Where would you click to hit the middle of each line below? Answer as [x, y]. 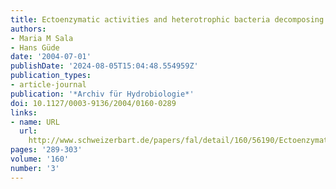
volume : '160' [40, 159]
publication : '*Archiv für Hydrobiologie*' [102, 94]
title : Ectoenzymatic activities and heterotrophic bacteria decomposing [167, 19]
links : [24, 112]
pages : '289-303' [46, 150]
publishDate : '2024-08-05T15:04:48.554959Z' [104, 66]
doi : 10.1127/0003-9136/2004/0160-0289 [93, 103]
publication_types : [51, 76]
